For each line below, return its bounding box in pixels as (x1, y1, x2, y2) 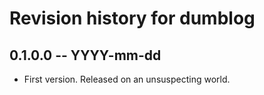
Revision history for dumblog (9, 7, 256, 30)
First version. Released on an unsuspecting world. (23, 73, 231, 85)
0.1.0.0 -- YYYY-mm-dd (9, 47, 162, 64)
